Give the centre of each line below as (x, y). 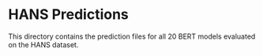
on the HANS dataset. (43, 44)
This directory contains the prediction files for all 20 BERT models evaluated (132, 36)
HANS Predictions (68, 15)
